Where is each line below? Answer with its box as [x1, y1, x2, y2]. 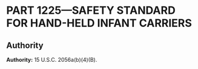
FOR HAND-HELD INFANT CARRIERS [6, 16, 192, 30]
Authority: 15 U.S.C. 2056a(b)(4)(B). [6, 56, 97, 63]
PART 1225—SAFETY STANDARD [6, 4, 176, 17]
